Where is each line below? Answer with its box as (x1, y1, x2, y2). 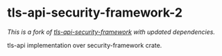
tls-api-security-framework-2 (7, 5, 182, 21)
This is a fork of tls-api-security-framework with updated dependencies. (7, 28, 215, 36)
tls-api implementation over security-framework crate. (7, 41, 162, 49)
